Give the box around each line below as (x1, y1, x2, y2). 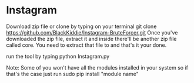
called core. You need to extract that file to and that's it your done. (6, 41, 167, 49)
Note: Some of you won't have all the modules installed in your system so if (6, 64, 188, 71)
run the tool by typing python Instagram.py (6, 53, 110, 60)
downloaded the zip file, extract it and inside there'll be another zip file (6, 35, 177, 42)
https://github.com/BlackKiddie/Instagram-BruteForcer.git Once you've (6, 29, 178, 36)
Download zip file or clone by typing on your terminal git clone (6, 23, 157, 30)
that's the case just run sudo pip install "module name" (6, 70, 139, 77)
